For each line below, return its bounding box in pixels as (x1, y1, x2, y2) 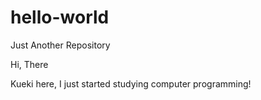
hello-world (10, 6, 110, 29)
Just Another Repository (10, 39, 111, 51)
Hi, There (10, 58, 49, 70)
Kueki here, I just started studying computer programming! (10, 77, 252, 90)
